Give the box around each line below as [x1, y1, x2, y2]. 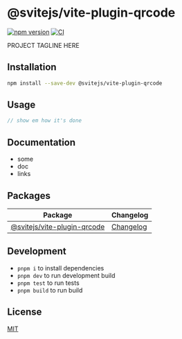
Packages [7, 189, 51, 202]
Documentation [7, 137, 76, 148]
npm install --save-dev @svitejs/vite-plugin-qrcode [7, 80, 163, 87]
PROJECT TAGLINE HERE [7, 41, 80, 49]
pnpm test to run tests [17, 279, 80, 287]
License [7, 306, 42, 318]
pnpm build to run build [17, 286, 83, 294]
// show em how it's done [7, 117, 82, 124]
